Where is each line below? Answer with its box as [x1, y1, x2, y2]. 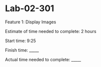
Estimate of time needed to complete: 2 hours [5, 28, 97, 34]
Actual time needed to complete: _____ [5, 56, 81, 62]
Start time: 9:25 [5, 37, 36, 44]
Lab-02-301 [5, 3, 54, 14]
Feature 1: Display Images [5, 19, 56, 25]
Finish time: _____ [5, 47, 39, 53]
